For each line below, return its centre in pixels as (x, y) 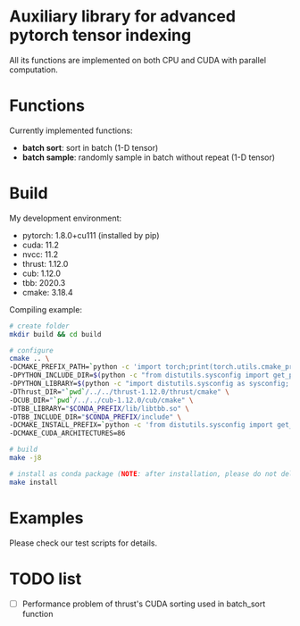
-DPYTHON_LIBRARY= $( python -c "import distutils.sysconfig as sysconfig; (150, 384)
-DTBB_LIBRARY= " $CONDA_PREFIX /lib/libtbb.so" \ (100, 408)
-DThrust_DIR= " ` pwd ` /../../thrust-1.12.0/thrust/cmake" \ (119, 392)
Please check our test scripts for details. (83, 543)
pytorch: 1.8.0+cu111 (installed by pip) (91, 235)
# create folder (39, 326)
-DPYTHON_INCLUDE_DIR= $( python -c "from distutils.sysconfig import (139, 376)
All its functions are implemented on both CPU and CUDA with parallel (137, 60)
